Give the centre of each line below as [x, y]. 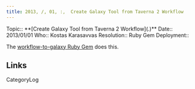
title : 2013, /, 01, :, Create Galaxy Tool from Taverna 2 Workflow [95, 12]
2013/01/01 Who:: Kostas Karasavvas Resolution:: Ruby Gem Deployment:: [97, 35]
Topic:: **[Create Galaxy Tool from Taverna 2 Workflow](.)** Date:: [89, 29]
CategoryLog [22, 80]
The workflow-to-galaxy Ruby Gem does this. [62, 47]
